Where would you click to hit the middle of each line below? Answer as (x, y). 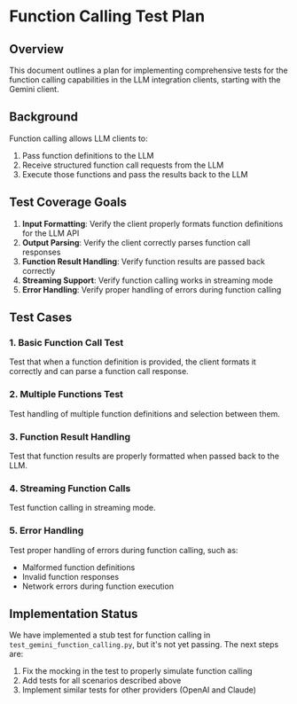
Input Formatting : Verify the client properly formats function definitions (152, 223)
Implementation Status (74, 614)
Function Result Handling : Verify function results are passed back (144, 261)
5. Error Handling (47, 531)
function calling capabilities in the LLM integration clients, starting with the (145, 80)
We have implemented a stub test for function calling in (110, 635)
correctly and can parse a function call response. (99, 372)
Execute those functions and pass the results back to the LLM (135, 174)
